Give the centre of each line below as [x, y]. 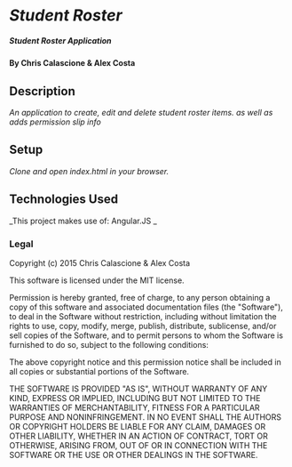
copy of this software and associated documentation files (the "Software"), [146, 307]
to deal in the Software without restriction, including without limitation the [143, 316]
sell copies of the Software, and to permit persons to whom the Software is [146, 335]
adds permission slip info [55, 122]
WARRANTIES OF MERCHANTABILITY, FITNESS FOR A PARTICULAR [134, 407]
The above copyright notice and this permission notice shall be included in [145, 362]
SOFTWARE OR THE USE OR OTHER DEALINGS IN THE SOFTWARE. [134, 455]
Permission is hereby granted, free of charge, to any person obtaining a [140, 297]
